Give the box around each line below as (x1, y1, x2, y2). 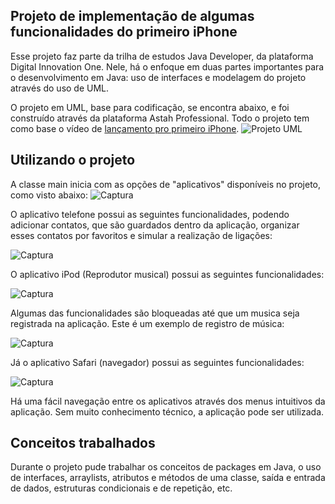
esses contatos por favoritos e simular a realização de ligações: (10, 229, 273, 241)
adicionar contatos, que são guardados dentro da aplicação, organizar (10, 219, 300, 231)
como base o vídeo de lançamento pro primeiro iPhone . (10, 122, 240, 134)
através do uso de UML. (10, 82, 110, 94)
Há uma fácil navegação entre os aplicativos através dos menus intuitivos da (10, 395, 326, 407)
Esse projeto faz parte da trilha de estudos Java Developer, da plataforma (10, 50, 314, 62)
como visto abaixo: (10, 189, 88, 201)
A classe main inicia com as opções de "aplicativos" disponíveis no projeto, (10, 178, 322, 190)
